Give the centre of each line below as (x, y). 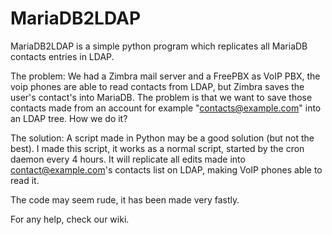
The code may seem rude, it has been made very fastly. (125, 199)
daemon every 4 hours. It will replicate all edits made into (128, 159)
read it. (25, 180)
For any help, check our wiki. (70, 219)
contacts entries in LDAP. (62, 56)
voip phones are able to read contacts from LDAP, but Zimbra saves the (157, 86)
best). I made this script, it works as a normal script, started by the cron (157, 148)
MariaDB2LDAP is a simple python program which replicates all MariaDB (159, 46)
